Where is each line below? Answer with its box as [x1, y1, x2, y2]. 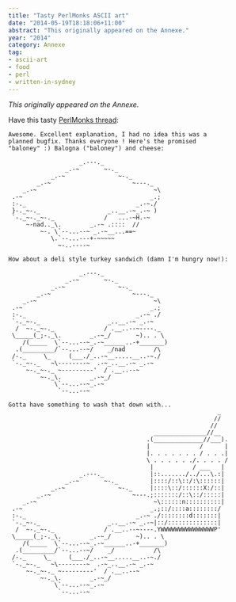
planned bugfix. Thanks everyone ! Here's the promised [8, 137, 196, 145]
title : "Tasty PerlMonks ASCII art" [8, 11, 129, 20]
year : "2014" [8, 33, 51, 42]
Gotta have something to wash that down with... [8, 401, 172, 409]
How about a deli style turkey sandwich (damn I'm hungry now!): [8, 255, 228, 263]
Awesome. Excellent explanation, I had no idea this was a [8, 130, 207, 139]
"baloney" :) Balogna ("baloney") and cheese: [8, 144, 165, 152]
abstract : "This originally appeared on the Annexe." [8, 26, 190, 34]
